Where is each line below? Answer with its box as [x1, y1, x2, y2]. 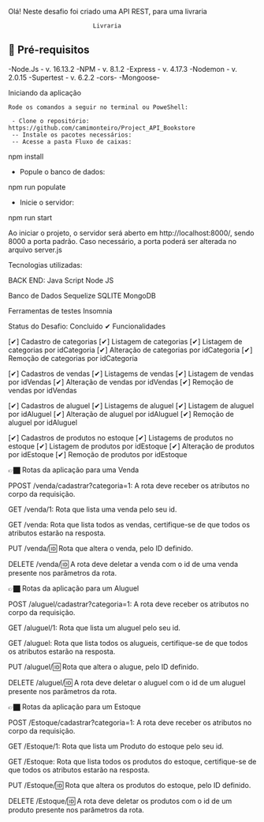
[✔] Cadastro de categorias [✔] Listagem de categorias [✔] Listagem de [8, 336, 243, 346]
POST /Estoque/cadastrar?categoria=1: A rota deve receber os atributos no [8, 718, 252, 727]
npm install [8, 152, 44, 161]
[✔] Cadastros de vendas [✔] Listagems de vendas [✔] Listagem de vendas [8, 369, 255, 378]
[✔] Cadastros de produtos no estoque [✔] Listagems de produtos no [8, 433, 234, 442]
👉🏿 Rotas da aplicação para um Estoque [8, 702, 141, 711]
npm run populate [8, 182, 66, 192]
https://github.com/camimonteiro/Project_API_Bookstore [8, 124, 195, 132]
